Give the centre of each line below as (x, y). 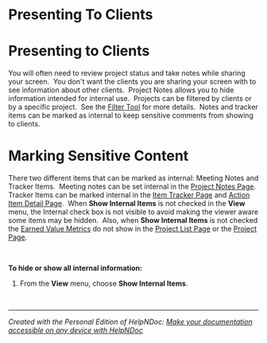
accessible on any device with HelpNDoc (75, 330)
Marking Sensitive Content (99, 156)
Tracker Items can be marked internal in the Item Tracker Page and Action (129, 195)
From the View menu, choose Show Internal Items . (104, 283)
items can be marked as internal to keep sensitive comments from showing (131, 115)
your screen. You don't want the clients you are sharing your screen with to (132, 82)
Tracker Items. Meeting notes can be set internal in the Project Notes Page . (132, 187)
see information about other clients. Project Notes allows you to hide (121, 90)
